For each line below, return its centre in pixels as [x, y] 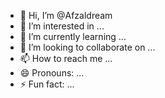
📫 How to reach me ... [66, 58]
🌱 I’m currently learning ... [73, 36]
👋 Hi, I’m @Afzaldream [66, 15]
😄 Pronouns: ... [52, 73]
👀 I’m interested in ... [62, 26]
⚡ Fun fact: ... [47, 84]
